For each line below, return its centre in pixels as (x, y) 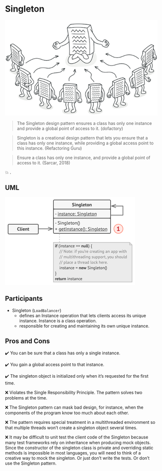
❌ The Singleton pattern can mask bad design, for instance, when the (74, 407)
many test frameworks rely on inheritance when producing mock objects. (78, 443)
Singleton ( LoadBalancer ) (37, 310)
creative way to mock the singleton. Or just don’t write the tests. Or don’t (77, 458)
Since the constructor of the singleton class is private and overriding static (79, 448)
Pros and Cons (27, 341)
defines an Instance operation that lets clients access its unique (83, 315)
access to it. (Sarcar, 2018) (44, 163)
